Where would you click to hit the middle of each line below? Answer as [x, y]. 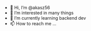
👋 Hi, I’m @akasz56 [30, 8]
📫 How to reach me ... [33, 24]
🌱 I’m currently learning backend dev [48, 18]
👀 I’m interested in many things [42, 13]
